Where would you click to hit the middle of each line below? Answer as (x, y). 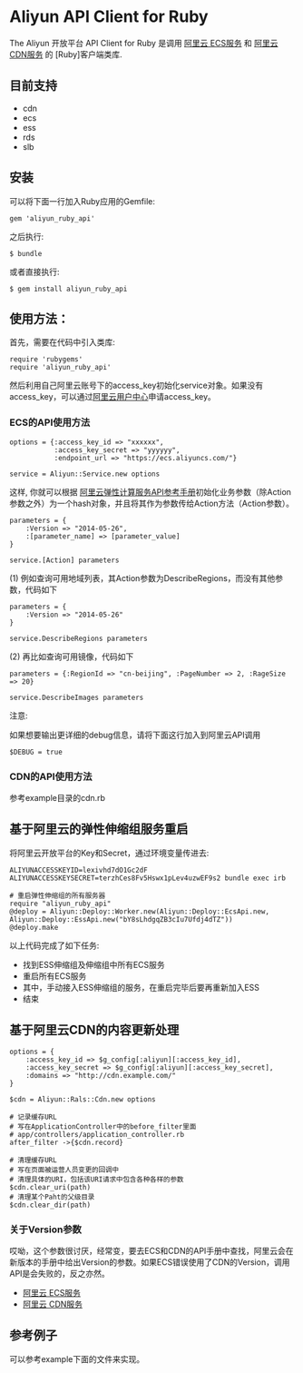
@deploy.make (34, 927)
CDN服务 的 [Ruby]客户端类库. (66, 54)
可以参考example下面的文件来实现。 (77, 1358)
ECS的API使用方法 (50, 422)
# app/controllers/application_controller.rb (97, 1134)
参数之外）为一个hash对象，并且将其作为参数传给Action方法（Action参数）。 (152, 503)
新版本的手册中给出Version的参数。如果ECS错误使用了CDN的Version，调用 (150, 1262)
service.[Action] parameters (64, 560)
